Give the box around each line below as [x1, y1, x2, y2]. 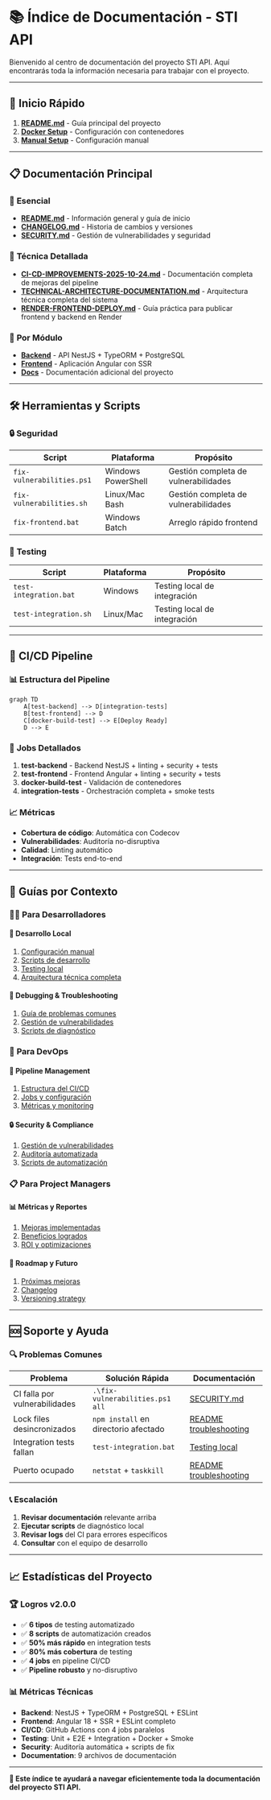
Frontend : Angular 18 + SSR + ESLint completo [20, 1716, 176, 1726]
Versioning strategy [20, 1293, 86, 1303]
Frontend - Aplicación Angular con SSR [20, 359, 152, 369]
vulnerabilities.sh [13, 499, 88, 507]
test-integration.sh [13, 610, 92, 619]
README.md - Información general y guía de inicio [20, 213, 191, 223]
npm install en [92, 1413, 150, 1425]
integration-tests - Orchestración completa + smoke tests [20, 786, 216, 796]
